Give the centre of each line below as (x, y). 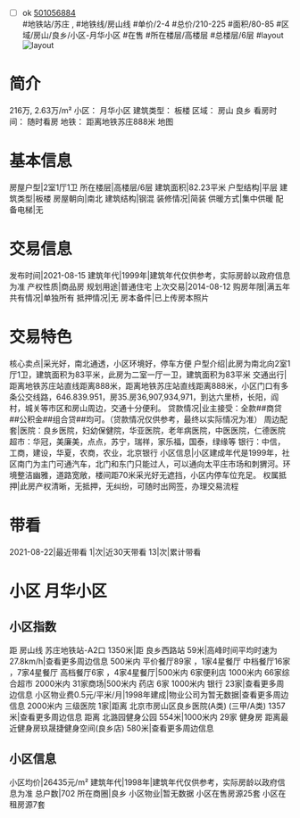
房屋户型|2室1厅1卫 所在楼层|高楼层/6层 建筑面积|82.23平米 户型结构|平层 (144, 187)
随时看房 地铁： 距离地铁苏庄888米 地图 (100, 121)
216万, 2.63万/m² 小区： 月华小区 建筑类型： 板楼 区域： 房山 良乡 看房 (139, 110)
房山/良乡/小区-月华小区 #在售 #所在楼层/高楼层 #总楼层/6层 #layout (158, 36)
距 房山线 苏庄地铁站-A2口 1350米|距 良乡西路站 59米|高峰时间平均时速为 (144, 649)
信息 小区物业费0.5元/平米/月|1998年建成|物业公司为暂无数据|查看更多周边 (153, 694)
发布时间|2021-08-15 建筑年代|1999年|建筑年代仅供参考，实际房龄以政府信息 (150, 275)
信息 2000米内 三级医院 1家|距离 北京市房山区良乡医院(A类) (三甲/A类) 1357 (147, 706)
